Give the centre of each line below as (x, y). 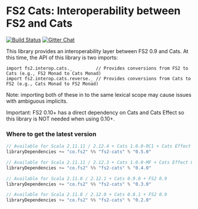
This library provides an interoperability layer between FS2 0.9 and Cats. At (97, 51)
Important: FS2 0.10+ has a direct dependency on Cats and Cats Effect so (95, 112)
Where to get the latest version (51, 134)
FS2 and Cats (39, 23)
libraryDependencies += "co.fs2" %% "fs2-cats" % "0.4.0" (79, 168)
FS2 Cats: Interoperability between (93, 11)
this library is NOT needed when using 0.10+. (60, 119)
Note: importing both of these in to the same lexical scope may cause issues (99, 94)
